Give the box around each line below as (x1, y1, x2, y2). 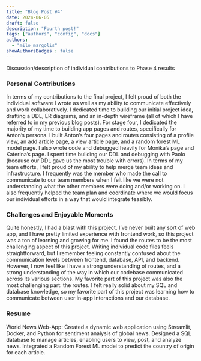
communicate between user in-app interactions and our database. (6, 294, 170, 301)
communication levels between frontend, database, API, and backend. (6, 256, 180, 264)
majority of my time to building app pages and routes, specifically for (6, 125, 177, 132)
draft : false (6, 20, 39, 26)
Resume (6, 309, 31, 318)
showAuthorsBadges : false (6, 48, 74, 54)
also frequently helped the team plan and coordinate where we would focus (6, 189, 193, 196)
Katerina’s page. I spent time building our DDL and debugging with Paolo (6, 151, 186, 158)
